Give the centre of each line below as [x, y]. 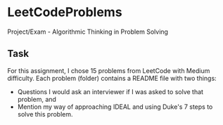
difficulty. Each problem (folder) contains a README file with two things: [112, 78]
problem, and [37, 99]
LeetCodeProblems [65, 12]
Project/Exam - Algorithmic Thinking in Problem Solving [88, 32]
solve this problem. [45, 114]
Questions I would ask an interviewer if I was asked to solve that [110, 91]
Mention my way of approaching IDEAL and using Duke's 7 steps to [115, 107]
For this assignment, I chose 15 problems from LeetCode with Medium [109, 70]
